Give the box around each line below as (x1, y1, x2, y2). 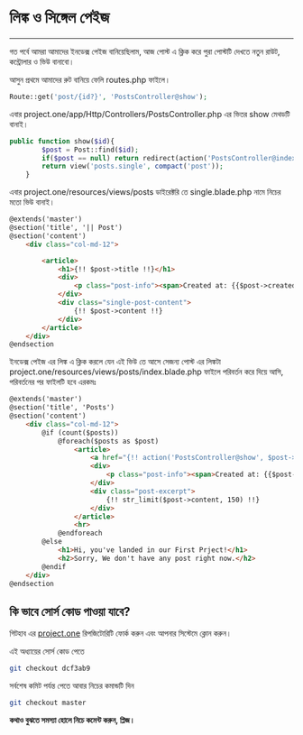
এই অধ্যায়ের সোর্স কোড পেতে (9, 646, 85, 657)
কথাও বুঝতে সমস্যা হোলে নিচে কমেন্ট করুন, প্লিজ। (9, 715, 135, 725)
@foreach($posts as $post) (57, 436, 160, 446)
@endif (41, 562, 67, 571)
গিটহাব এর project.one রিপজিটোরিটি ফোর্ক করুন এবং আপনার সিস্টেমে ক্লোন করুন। (9, 628, 233, 639)
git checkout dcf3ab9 (9, 664, 91, 674)
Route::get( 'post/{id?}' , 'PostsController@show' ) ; (9, 92, 207, 101)
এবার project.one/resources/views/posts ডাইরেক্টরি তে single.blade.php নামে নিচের (9, 187, 281, 198)
